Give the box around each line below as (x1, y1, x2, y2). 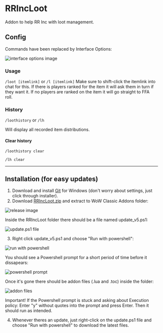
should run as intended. (5, 308, 52, 314)
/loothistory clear (5, 149, 45, 154)
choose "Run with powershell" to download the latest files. (12, 322, 130, 328)
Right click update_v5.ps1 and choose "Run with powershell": (12, 236, 134, 242)
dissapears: (5, 260, 29, 265)
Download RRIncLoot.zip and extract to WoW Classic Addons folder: (12, 198, 148, 204)
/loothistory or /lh (5, 117, 45, 123)
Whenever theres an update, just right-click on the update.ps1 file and (12, 317, 152, 323)
